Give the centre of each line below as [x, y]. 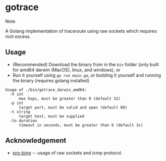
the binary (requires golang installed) [51, 80]
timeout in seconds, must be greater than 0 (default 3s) [81, 125]
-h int [17, 94]
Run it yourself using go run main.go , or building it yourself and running [87, 75]
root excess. [18, 36]
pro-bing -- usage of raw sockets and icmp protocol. [67, 152]
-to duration [23, 121]
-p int [17, 103]
